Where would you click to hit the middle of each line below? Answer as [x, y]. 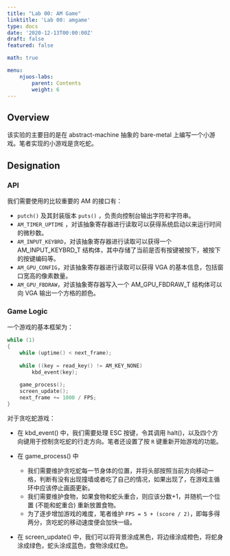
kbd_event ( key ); [55, 372]
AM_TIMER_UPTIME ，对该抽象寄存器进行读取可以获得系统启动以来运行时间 [119, 224]
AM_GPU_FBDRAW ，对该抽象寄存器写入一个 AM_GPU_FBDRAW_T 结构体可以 [119, 284]
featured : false [30, 45]
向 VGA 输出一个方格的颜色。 [58, 292]
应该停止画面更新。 [67, 488]
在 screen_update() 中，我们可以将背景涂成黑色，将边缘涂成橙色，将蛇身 [120, 537]
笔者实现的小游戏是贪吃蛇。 [58, 143]
